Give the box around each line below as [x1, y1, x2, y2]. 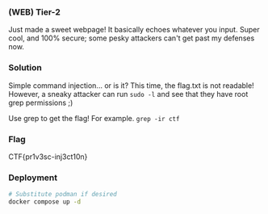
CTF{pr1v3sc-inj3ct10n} [8, 152, 88, 162]
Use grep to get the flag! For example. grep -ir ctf [8, 113, 180, 123]
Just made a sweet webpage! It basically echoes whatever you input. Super [8, 25, 260, 35]
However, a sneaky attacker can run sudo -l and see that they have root [8, 89, 249, 99]
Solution [8, 62, 43, 73]
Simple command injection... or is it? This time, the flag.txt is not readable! [8, 80, 254, 90]
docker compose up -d [8, 198, 82, 206]
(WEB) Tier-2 [8, 6, 61, 18]
